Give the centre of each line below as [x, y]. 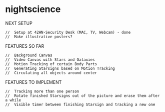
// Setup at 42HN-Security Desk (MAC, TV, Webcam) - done [68, 32]
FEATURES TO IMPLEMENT [33, 82]
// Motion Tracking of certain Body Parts [51, 64]
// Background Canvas [29, 55]
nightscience [33, 9]
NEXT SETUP [19, 23]
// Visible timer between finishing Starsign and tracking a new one [80, 104]
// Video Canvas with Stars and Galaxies [50, 60]
